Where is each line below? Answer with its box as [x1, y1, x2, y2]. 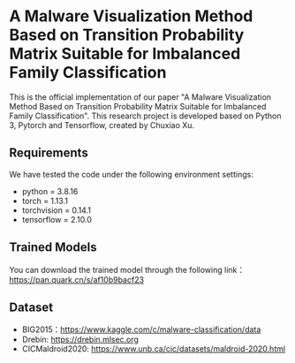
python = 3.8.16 [21, 185, 79, 196]
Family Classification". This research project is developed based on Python [9, 110, 282, 121]
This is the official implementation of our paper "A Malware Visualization [9, 91, 272, 102]
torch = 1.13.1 [21, 195, 69, 206]
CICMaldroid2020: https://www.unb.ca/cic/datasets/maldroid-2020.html [21, 344, 285, 354]
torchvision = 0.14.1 [21, 205, 91, 216]
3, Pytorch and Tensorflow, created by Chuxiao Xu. [9, 119, 195, 130]
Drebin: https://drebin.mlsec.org [21, 334, 140, 345]
